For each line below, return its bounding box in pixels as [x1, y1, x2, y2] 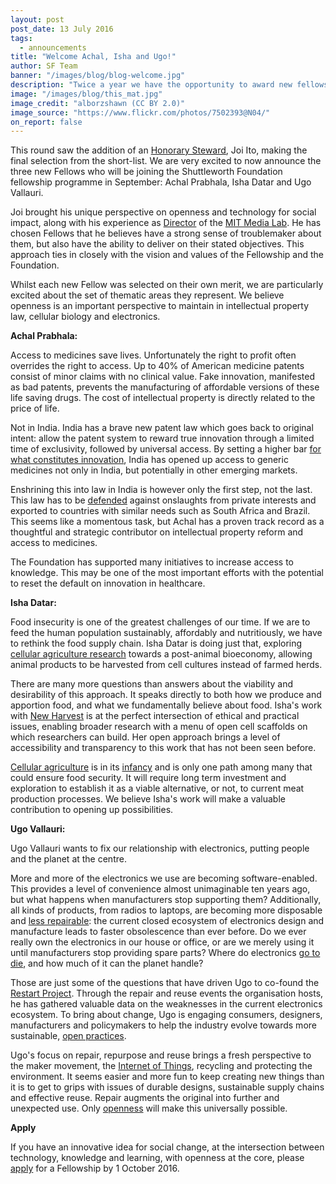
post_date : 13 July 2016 [10, 24, 114, 34]
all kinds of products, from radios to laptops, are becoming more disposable [10, 904, 323, 916]
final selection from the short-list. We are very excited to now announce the [10, 155, 322, 167]
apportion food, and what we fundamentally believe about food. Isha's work [10, 699, 323, 711]
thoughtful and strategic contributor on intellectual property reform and [10, 526, 304, 538]
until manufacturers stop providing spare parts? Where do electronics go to [10, 947, 321, 959]
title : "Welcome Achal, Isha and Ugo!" [10, 52, 177, 62]
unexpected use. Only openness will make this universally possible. [10, 1102, 288, 1115]
